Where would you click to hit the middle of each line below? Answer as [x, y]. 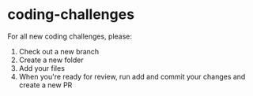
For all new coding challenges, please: [70, 36]
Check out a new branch [59, 51]
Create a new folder [51, 60]
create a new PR [45, 85]
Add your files [42, 68]
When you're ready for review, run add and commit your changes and [132, 76]
